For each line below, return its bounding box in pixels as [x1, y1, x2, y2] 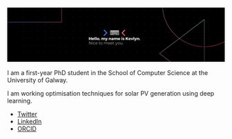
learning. [7, 97, 32, 105]
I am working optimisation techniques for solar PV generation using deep [7, 89, 215, 97]
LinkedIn [17, 118, 42, 125]
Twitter [17, 110, 38, 118]
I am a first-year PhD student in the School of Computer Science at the [7, 69, 209, 76]
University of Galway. [7, 76, 68, 84]
